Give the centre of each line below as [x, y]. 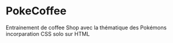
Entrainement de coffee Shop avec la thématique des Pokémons [86, 27]
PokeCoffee [36, 11]
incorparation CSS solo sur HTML [48, 33]
